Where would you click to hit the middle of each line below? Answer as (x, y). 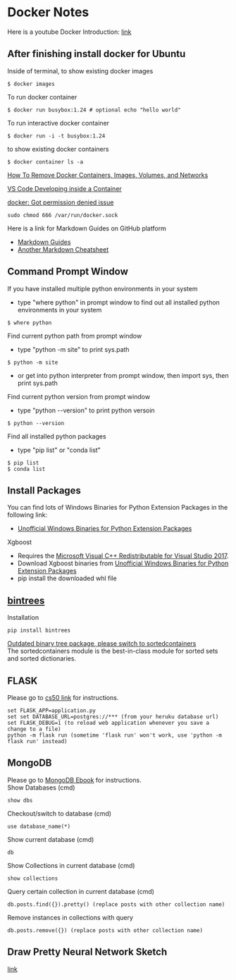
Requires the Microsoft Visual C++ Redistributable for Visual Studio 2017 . (123, 556)
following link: (27, 515)
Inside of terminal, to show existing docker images (80, 71)
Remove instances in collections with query (70, 917)
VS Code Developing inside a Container (64, 188)
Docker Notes (48, 12)
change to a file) (34, 729)
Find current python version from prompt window (79, 396)
